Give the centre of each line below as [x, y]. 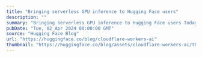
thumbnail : [20, 45]
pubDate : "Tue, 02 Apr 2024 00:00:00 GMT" [60, 28]
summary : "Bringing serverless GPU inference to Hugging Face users [94, 23]
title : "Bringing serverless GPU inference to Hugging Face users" [93, 12]
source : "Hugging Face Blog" [43, 34]
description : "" [26, 17]
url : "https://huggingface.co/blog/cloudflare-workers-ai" [82, 39]
